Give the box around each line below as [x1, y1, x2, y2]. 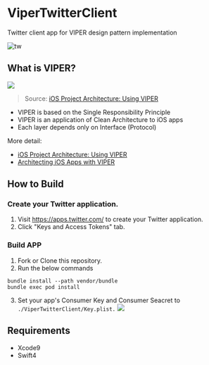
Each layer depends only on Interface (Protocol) [17, 123, 157, 131]
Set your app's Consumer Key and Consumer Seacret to [17, 296, 181, 304]
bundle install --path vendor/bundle [7, 277, 118, 285]
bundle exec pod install [7, 283, 80, 290]
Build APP [7, 240, 42, 250]
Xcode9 [17, 343, 41, 352]
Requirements [7, 325, 70, 337]
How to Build [7, 178, 65, 190]
